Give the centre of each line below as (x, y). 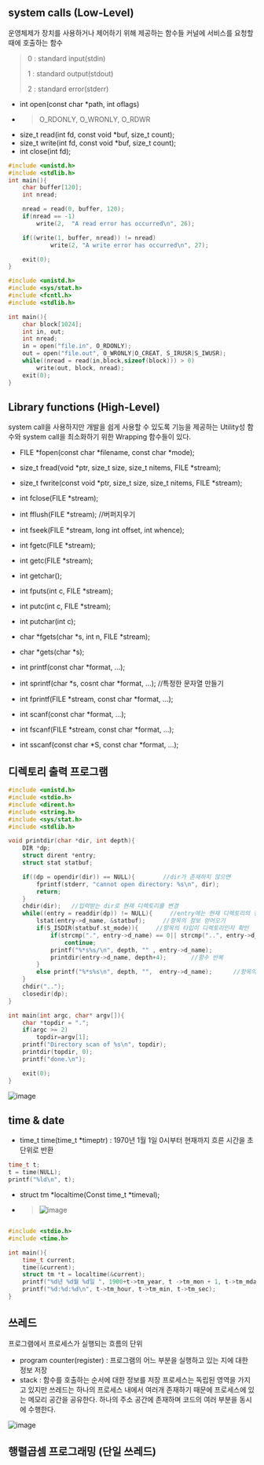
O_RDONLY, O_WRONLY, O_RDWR (95, 119)
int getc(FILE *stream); (56, 560)
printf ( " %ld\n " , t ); (42, 1180)
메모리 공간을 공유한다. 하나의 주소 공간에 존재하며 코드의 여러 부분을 (133, 1399)
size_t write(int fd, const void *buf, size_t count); (98, 143)
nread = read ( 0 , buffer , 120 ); (73, 209)
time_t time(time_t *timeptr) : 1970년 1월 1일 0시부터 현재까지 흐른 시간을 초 (136, 1140)
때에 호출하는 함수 (35, 42)
